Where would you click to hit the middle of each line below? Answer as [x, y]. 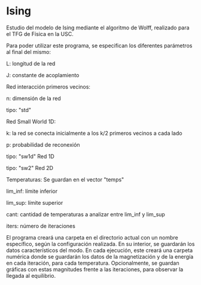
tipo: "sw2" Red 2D [30, 168]
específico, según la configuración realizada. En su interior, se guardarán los [100, 244]
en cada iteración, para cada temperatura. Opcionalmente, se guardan [93, 263]
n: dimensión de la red [33, 98]
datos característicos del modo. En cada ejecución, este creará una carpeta [100, 250]
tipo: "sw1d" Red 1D [31, 156]
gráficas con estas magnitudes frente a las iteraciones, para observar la [95, 269]
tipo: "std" [19, 110]
